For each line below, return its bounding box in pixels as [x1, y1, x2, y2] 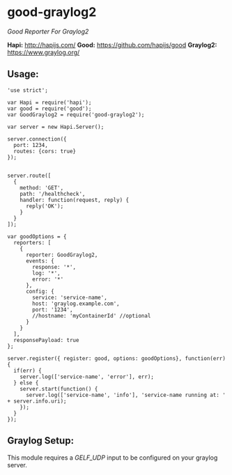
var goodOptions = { [7, 233, 68, 240]
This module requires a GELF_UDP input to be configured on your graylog [7, 453, 218, 462]
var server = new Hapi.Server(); [7, 123, 105, 130]
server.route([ [7, 172, 52, 179]
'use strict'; [7, 86, 49, 94]
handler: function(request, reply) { [20, 196, 130, 203]
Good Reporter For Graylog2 [7, 27, 89, 36]
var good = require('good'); [7, 105, 92, 112]
